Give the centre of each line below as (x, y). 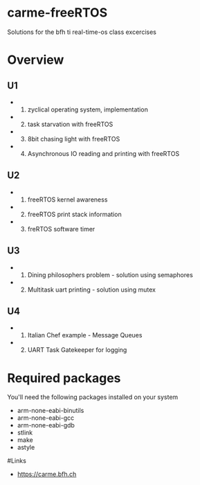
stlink (25, 433)
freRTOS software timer (61, 229)
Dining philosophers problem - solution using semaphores (110, 274)
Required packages (64, 378)
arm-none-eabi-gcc (46, 418)
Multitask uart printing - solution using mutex (91, 290)
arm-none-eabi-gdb (46, 425)
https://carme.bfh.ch (47, 474)
